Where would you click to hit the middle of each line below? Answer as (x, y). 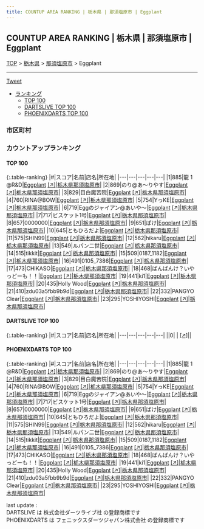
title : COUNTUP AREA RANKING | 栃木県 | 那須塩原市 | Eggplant (84, 12)
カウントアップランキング (43, 148)
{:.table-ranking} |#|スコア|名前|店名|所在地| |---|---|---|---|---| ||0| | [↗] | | (99, 335)
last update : (22, 505)
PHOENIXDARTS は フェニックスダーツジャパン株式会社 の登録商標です (96, 520)
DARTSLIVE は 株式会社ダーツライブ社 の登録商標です (73, 512)
